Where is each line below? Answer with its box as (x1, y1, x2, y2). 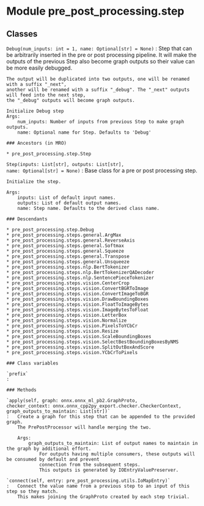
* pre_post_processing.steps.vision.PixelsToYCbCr (6, 323, 138, 329)
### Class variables (6, 360, 59, 366)
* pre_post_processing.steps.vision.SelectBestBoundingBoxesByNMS (6, 339, 179, 345)
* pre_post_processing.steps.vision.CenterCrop (6, 280, 130, 286)
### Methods (6, 387, 37, 393)
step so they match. (6, 488, 59, 494)
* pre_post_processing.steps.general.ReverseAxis (6, 237, 136, 244)
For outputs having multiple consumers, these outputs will (38, 451, 195, 457)
